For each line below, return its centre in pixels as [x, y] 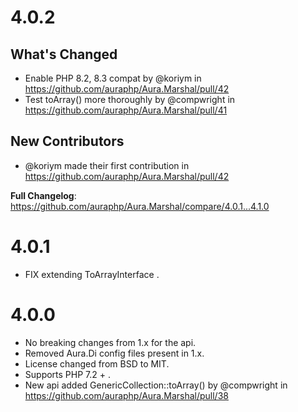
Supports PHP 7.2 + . [67, 374]
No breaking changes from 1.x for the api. [110, 342]
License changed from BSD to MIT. [97, 363]
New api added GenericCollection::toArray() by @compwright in [156, 385]
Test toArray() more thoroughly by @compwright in [130, 99]
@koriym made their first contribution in [107, 165]
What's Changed [64, 54]
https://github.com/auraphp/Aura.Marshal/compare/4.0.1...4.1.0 [140, 206]
